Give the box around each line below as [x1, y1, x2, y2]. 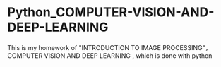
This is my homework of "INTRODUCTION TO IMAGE [7, 43, 161, 51]
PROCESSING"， [162, 43, 212, 51]
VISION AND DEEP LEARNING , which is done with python [44, 51, 213, 60]
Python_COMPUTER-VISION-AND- [7, 4, 215, 20]
